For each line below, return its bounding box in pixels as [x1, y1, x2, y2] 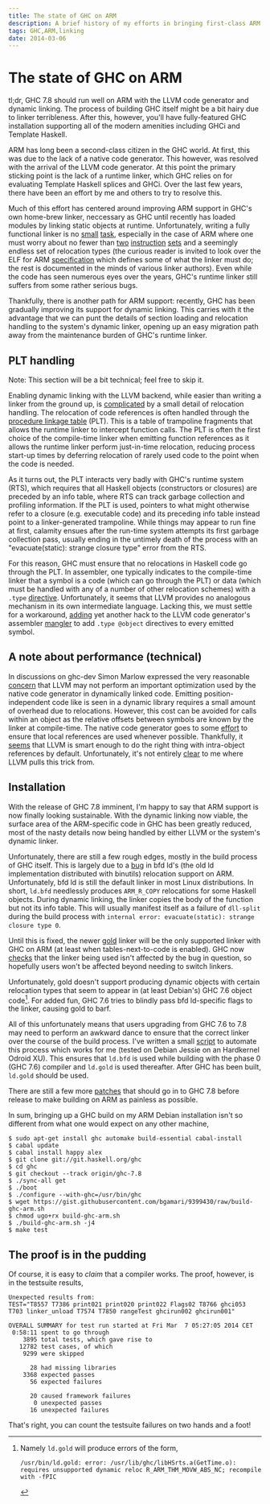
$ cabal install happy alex [8, 1148, 103, 1157]
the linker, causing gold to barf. [8, 1003, 111, 1014]
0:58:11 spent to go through [11, 1329, 110, 1337]
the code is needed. [8, 459, 75, 468]
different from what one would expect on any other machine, [8, 1119, 209, 1129]
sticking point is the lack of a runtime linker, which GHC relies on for [8, 171, 233, 181]
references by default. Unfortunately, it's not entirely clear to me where [8, 748, 243, 758]
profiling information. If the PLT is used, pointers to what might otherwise [8, 501, 250, 509]
